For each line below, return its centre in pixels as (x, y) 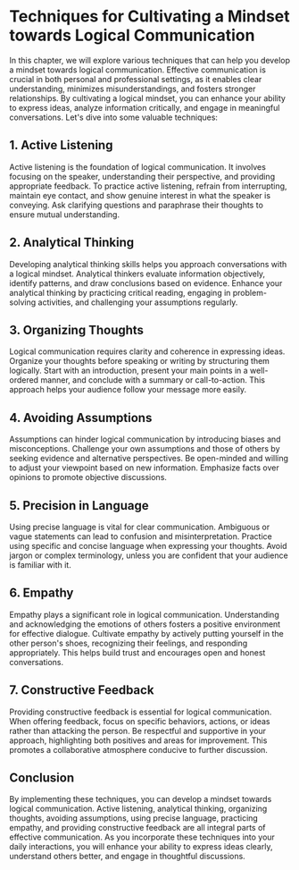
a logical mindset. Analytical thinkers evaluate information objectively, (137, 274)
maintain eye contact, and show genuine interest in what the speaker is (140, 195)
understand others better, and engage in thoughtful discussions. (127, 857)
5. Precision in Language (79, 506)
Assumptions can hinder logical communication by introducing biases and (145, 439)
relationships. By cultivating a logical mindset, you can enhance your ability (147, 98)
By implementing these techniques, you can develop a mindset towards (141, 799)
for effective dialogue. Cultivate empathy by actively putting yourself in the (146, 633)
